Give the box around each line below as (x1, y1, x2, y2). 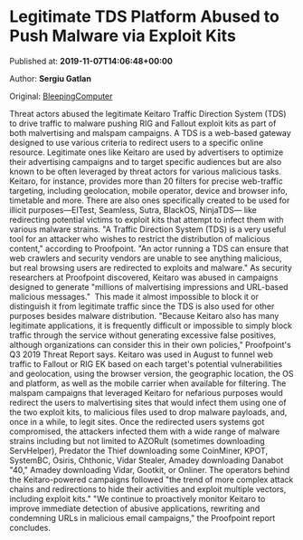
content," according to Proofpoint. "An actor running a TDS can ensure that (9, 243, 289, 254)
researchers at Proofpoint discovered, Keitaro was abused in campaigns (9, 272, 279, 283)
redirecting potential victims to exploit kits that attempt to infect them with (9, 214, 284, 225)
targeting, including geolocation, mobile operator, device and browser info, (9, 185, 288, 196)
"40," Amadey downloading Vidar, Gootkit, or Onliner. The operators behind (9, 464, 290, 475)
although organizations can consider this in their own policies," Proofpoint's (9, 339, 291, 350)
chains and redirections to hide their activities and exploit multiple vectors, (9, 483, 287, 495)
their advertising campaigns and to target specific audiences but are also (9, 156, 282, 167)
